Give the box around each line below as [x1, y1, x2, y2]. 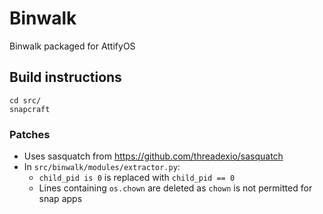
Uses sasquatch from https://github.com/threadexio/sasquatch [23, 150, 284, 162]
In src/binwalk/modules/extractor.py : [23, 161, 181, 173]
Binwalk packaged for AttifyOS [9, 40, 136, 52]
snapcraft [9, 104, 51, 114]
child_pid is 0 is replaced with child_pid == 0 [38, 172, 236, 184]
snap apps [38, 193, 83, 205]
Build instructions [9, 69, 122, 86]
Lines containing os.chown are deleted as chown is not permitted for [38, 182, 313, 194]
